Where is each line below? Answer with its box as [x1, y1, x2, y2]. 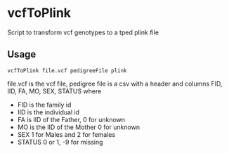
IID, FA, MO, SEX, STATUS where [7, 86, 102, 95]
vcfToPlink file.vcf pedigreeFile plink [7, 67, 128, 74]
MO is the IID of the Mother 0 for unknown [17, 123, 140, 131]
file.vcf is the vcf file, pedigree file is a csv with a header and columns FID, [7, 79, 223, 88]
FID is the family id [17, 100, 72, 109]
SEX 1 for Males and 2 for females [17, 130, 116, 138]
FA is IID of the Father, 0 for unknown [17, 115, 125, 124]
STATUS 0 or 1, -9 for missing [17, 138, 103, 146]
